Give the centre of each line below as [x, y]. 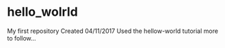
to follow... [22, 38]
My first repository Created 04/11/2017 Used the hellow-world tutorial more [113, 31]
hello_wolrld [43, 12]
